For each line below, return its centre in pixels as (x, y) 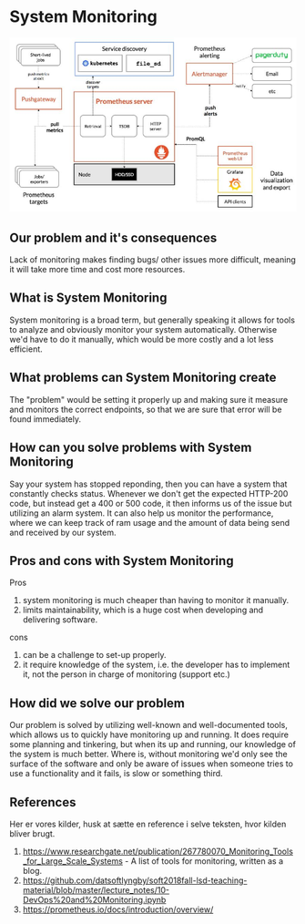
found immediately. (46, 419)
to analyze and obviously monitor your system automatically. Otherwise (143, 329)
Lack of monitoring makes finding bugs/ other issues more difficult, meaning (152, 260)
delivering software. (60, 620)
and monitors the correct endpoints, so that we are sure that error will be (146, 409)
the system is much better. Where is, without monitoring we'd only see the (149, 755)
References (43, 802)
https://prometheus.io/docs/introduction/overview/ (118, 909)
